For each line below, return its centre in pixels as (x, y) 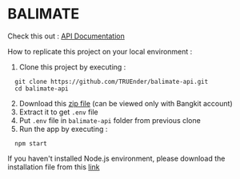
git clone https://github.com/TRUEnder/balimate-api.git (112, 82)
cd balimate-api (42, 89)
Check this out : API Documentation (66, 36)
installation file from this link (54, 167)
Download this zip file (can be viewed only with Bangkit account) (126, 103)
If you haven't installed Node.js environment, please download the (116, 158)
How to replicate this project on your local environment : (100, 51)
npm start (31, 143)
